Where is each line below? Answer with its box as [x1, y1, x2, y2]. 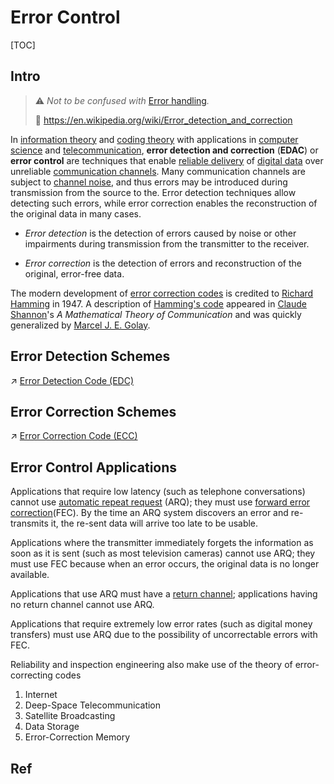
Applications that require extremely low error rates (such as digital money [10, 618, 313, 630]
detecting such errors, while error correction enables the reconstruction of [10, 197, 318, 209]
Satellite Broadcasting [24, 710, 116, 722]
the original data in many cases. [10, 207, 142, 220]
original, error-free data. [24, 267, 125, 280]
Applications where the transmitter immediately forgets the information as [10, 537, 314, 549]
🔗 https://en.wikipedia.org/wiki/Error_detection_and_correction [34, 114, 293, 126]
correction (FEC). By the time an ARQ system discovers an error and [10, 507, 289, 519]
